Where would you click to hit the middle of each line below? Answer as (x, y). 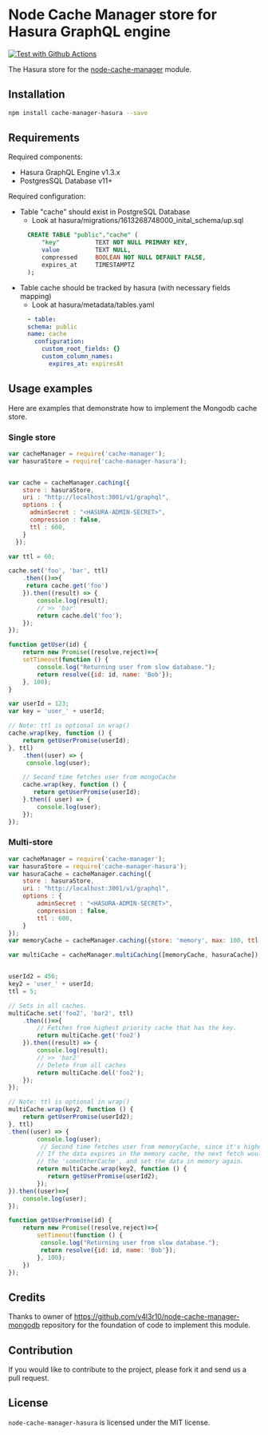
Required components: (46, 157)
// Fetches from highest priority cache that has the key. (137, 1028)
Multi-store (31, 843)
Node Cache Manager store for (113, 15)
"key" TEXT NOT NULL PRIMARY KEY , (115, 243)
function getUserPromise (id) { (60, 1221)
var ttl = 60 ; (32, 556)
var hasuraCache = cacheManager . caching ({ (80, 874)
